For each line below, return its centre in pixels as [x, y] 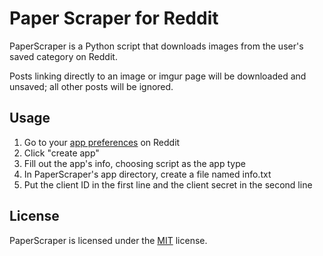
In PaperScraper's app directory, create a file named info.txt [147, 174]
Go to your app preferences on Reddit [102, 142]
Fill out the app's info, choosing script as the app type [134, 163]
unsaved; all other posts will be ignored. [91, 86]
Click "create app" [61, 153]
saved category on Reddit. [63, 56]
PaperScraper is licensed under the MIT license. [108, 240]
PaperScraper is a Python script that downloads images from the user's [156, 46]
